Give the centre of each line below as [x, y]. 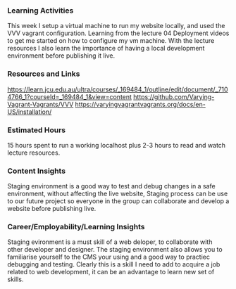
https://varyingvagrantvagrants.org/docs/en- [140, 104]
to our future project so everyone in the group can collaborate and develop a [118, 201]
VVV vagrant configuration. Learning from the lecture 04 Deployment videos [118, 33]
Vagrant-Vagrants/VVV [41, 104]
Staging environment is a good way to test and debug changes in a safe [112, 186]
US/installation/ [30, 112]
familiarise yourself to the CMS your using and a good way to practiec [108, 257]
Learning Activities [41, 11]
